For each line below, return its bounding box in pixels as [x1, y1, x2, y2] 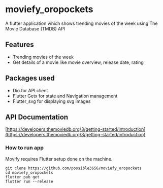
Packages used [5, 74, 55, 83]
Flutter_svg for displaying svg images [12, 98, 91, 104]
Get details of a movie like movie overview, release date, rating [12, 59, 144, 65]
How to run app [5, 144, 44, 152]
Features [5, 41, 34, 49]
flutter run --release [5, 179, 53, 184]
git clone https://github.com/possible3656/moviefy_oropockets [5, 166, 142, 171]
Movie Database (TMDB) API [5, 25, 66, 31]
